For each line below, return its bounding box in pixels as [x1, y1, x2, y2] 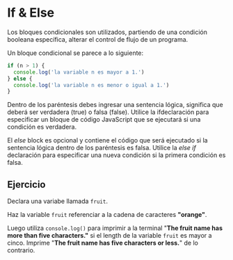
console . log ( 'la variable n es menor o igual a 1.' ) [13, 81, 170, 88]
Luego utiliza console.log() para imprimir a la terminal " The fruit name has [7, 224, 223, 232]
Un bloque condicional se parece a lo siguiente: [7, 49, 144, 57]
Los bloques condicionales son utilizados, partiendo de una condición [7, 28, 207, 36]
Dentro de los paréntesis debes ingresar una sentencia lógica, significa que [7, 101, 224, 109]
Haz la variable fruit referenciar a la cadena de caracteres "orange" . [7, 211, 207, 219]
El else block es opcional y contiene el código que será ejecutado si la [7, 136, 208, 145]
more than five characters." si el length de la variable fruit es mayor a [7, 231, 212, 240]
